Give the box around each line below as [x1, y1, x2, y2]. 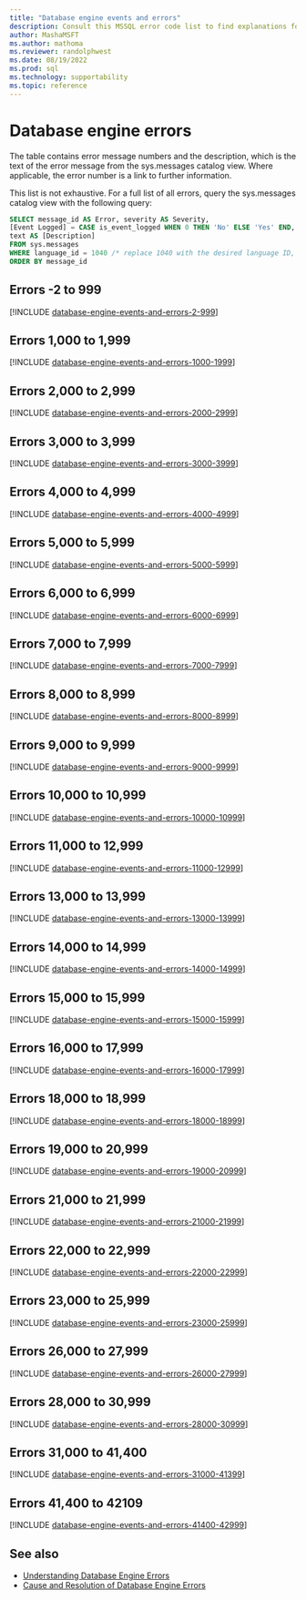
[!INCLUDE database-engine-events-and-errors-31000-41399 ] [9, 1469, 246, 1480]
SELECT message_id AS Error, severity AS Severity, [9, 215, 209, 224]
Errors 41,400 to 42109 [9, 1495, 144, 1511]
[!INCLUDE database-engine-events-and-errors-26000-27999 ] [9, 1368, 248, 1379]
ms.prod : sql [9, 65, 59, 74]
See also [9, 1545, 59, 1562]
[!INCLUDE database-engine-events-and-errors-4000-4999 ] [9, 508, 240, 519]
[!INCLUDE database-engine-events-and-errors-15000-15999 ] [9, 1014, 245, 1024]
